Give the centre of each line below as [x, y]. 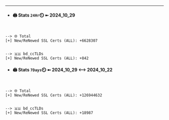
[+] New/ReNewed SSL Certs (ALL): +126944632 [54, 95]
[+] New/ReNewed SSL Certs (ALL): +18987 [49, 113]
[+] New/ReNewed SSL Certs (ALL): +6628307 [52, 41]
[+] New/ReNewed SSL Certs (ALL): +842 [47, 58]
